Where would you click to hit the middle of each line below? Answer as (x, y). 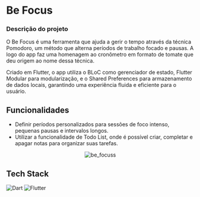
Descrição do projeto (37, 29)
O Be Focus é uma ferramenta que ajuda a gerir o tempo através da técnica (99, 42)
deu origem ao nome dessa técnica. (50, 61)
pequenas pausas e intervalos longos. (61, 131)
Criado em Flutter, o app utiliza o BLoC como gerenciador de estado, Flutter (99, 73)
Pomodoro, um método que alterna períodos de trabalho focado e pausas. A (100, 48)
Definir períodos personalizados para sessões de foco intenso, (92, 124)
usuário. (16, 91)
